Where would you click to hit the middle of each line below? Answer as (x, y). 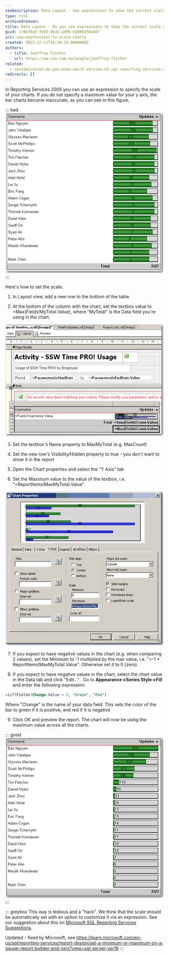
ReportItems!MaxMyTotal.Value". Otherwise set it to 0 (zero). (75, 665)
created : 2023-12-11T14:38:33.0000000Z (47, 43)
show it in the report (33, 459)
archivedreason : (22, 21)
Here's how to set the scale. (34, 287)
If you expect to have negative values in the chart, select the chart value (87, 674)
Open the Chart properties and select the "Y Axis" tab (68, 469)
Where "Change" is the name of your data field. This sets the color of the (81, 705)
